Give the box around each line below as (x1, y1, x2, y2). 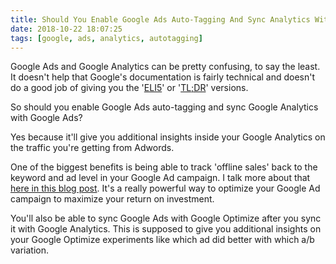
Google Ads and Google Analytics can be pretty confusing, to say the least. (10, 61, 321, 73)
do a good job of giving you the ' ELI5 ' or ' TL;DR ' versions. (10, 82, 249, 94)
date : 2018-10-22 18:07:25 (10, 24, 123, 34)
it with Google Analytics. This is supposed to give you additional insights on (10, 223, 322, 235)
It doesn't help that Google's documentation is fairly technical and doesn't (10, 71, 316, 83)
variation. (10, 244, 49, 256)
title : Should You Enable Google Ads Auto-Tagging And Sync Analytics (10, 14, 311, 25)
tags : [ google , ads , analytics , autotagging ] (10, 33, 203, 43)
